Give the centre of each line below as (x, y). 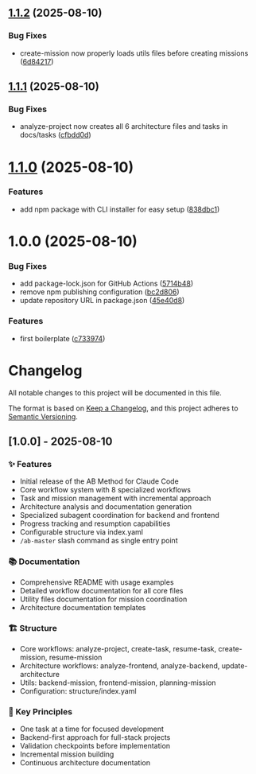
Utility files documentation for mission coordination (103, 599)
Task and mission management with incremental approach (115, 498)
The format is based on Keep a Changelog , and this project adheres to (123, 408)
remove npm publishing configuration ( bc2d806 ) (100, 292)
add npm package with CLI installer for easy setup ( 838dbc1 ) (120, 209)
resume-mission (76, 657)
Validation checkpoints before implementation (95, 746)
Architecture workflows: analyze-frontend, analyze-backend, (120, 665)
